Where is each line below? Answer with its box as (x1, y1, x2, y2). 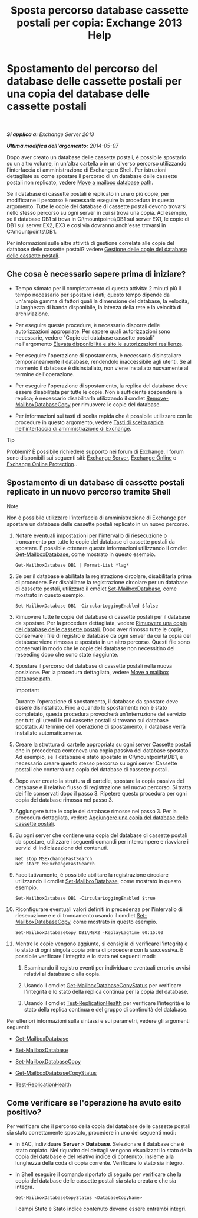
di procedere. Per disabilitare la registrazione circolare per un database (15, 579, 188, 586)
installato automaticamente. (15, 729, 83, 736)
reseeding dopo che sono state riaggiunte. (15, 651, 118, 658)
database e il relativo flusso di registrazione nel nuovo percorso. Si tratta (15, 783, 192, 790)
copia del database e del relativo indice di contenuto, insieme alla (15, 1153, 174, 1160)
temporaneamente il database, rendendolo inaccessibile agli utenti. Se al (15, 358, 192, 365)
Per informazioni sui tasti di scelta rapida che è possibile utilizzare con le (15, 412, 192, 419)
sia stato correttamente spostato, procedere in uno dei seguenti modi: (6, 1129, 176, 1136)
